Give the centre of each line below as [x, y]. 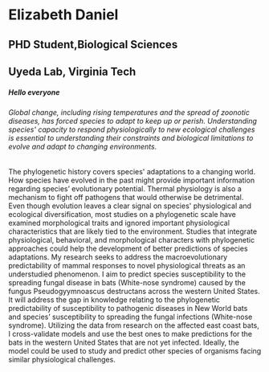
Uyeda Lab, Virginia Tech [72, 71]
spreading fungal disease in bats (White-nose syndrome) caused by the [127, 282]
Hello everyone [34, 92]
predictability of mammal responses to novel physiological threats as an [127, 265]
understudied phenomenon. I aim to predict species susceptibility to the [127, 274]
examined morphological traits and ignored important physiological [119, 223]
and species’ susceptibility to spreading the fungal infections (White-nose [130, 317]
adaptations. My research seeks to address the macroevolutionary [118, 257]
